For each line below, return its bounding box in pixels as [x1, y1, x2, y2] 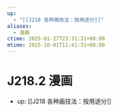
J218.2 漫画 [7, 73, 73, 89]
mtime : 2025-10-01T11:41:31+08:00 [7, 42, 106, 48]
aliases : [7, 23, 32, 29]
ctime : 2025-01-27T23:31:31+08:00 [7, 36, 106, 42]
